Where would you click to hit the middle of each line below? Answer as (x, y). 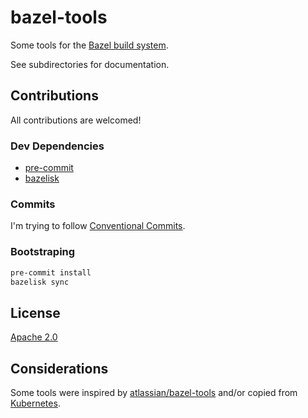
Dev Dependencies (57, 146)
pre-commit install (51, 272)
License (35, 312)
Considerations (59, 368)
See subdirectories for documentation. (90, 64)
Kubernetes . (35, 403)
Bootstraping (43, 252)
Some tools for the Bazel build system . (89, 45)
